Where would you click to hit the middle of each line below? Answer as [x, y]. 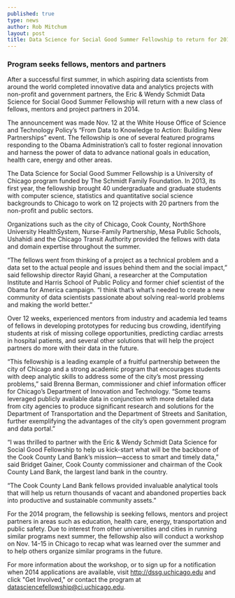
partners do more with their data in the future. [73, 348]
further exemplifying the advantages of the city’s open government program [117, 422]
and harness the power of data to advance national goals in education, [109, 153]
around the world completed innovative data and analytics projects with [110, 87]
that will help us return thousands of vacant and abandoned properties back [117, 493]
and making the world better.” [50, 305]
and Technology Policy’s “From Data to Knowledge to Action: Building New [115, 130]
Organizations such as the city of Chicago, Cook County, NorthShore [107, 224]
